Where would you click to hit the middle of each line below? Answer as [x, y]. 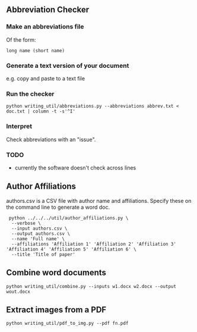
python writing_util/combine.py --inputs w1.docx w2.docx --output [91, 286]
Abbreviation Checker [48, 10]
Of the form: [21, 40]
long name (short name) [36, 51]
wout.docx [18, 292]
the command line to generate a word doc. [58, 207]
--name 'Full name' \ [38, 239]
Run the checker [30, 93]
